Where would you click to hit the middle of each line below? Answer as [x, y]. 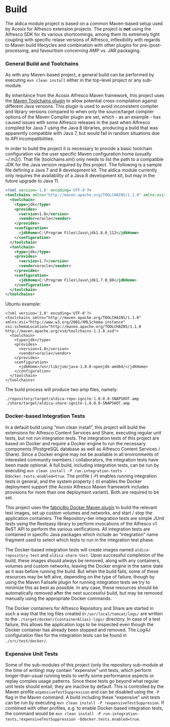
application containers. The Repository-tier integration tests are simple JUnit [85, 518]
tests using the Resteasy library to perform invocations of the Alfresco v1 [81, 524]
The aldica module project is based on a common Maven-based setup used [84, 23]
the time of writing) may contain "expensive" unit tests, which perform [78, 670]
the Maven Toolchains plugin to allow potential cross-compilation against [81, 101]
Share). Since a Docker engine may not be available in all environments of [82, 454]
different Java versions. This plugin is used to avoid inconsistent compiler [82, 106]
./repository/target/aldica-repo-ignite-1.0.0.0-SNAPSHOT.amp [72, 399]
